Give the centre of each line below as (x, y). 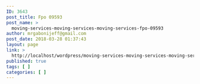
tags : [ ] (18, 67)
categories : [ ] (26, 72)
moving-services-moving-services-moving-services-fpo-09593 (87, 28)
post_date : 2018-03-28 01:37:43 (46, 39)
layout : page (22, 45)
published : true (26, 61)
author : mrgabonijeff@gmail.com (46, 34)
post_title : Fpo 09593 (34, 17)
